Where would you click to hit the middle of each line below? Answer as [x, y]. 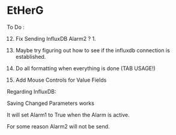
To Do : [16, 27]
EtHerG [25, 10]
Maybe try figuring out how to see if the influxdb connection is [93, 50]
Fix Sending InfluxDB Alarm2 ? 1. [56, 38]
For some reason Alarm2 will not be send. [58, 126]
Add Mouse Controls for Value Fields [61, 80]
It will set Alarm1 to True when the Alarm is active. [68, 115]
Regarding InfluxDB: [32, 91]
